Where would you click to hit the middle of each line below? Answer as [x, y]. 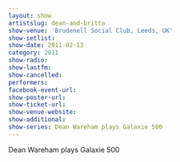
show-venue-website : [43, 113]
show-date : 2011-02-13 [46, 45]
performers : [28, 82]
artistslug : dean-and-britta [57, 23]
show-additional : [37, 120]
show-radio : [28, 61]
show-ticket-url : [37, 105]
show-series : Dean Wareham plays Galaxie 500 [85, 127]
